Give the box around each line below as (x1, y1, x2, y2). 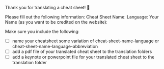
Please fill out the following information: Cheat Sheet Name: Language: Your (5, 14, 159, 19)
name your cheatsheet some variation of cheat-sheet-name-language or (12, 38, 160, 44)
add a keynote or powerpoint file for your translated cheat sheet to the (12, 54, 155, 60)
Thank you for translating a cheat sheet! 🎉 (5, 5, 90, 10)
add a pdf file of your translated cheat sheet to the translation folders (12, 49, 152, 54)
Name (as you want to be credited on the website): (5, 19, 108, 25)
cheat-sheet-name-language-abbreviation (12, 44, 98, 50)
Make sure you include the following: (5, 29, 80, 34)
